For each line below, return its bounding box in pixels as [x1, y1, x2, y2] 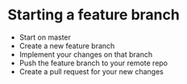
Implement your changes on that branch [19, 49, 153, 59]
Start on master [19, 32, 72, 42]
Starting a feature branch [7, 6, 181, 24]
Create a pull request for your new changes [19, 66, 164, 76]
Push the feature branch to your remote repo [19, 58, 168, 68]
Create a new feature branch [19, 40, 115, 50]
